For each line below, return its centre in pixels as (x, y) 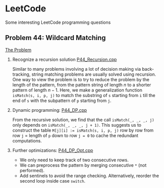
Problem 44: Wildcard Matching (55, 38)
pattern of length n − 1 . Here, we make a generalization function (77, 90)
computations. (27, 141)
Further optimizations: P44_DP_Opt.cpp (53, 150)
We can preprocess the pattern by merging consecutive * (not (83, 165)
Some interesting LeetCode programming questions (58, 22)
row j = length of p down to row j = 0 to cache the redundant (75, 135)
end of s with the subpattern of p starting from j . (62, 100)
